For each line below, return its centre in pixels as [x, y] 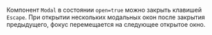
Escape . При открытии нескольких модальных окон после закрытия [106, 17]
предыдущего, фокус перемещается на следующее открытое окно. [106, 24]
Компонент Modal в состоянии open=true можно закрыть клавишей [104, 10]
